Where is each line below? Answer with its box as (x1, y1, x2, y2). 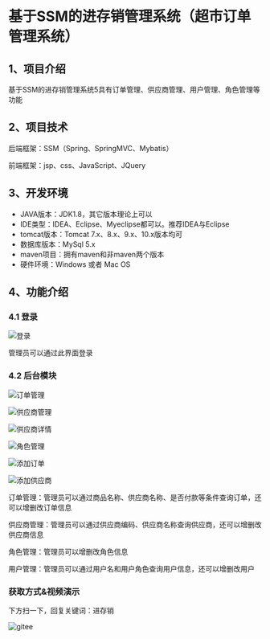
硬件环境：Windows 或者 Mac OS (19, 259, 131, 269)
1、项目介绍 (8, 62, 67, 76)
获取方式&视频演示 (8, 586, 80, 597)
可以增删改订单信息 (8, 502, 72, 512)
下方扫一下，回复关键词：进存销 (8, 605, 114, 615)
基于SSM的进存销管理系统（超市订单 (8, 7, 252, 26)
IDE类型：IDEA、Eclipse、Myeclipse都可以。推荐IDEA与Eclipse (19, 219, 230, 229)
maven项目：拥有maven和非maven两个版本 (19, 249, 165, 259)
